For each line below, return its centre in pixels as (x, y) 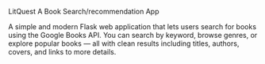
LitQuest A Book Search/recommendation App (84, 11)
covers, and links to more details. (62, 52)
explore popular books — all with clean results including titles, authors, (124, 43)
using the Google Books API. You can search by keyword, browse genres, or (133, 35)
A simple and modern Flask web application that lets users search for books (132, 26)
